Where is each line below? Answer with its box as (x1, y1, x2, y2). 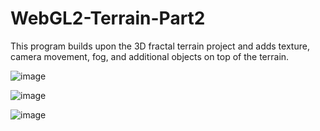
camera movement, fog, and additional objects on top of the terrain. (10, 50, 290, 62)
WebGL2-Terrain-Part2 (10, 7, 206, 30)
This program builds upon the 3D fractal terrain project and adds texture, (10, 40, 310, 52)
